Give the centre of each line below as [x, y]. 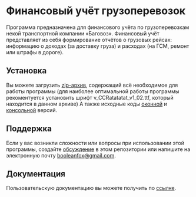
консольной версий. [32, 110]
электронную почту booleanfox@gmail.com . [61, 155]
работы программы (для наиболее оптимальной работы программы [93, 91]
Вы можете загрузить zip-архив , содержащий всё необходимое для [92, 85]
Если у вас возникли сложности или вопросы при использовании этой [95, 143]
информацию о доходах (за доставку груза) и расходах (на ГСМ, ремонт [98, 46]
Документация [36, 174]
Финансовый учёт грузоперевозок [96, 11]
